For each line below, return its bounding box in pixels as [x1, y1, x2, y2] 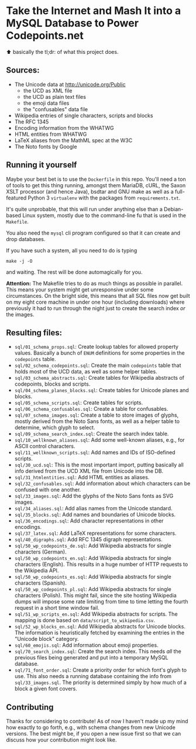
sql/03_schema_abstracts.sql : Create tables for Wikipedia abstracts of [14, 374, 185, 382]
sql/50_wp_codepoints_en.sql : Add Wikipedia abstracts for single [14, 555, 171, 562]
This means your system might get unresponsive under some [6, 286, 154, 293]
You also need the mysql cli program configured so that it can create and [6, 229, 180, 236]
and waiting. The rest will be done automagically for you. [6, 268, 143, 276]
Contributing [6, 702, 54, 712]
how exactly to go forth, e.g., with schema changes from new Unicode [6, 724, 176, 731]
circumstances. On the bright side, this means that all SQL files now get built [6, 292, 190, 299]
